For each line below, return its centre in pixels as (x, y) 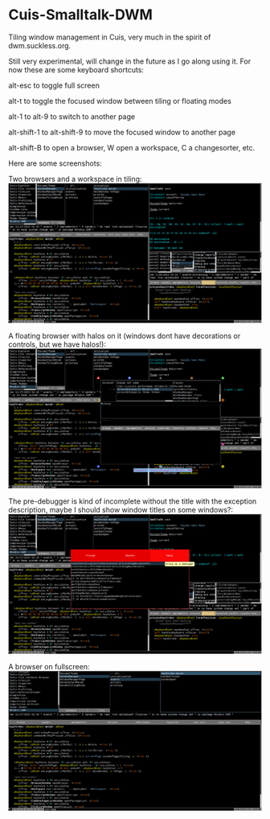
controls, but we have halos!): (57, 344)
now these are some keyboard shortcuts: (76, 69)
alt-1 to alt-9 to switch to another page (72, 116)
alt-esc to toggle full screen (54, 85)
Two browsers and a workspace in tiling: (75, 179)
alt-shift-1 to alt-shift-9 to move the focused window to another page (122, 132)
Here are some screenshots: (55, 163)
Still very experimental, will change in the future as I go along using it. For (130, 61)
